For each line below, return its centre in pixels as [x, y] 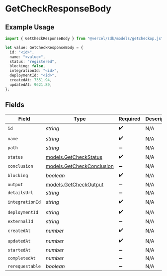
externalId [20, 222]
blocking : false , [28, 66]
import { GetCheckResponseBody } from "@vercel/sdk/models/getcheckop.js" [84, 38]
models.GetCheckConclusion [80, 166]
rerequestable [24, 267]
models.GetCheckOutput [75, 185]
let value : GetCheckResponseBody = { [44, 47]
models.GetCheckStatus [74, 157]
